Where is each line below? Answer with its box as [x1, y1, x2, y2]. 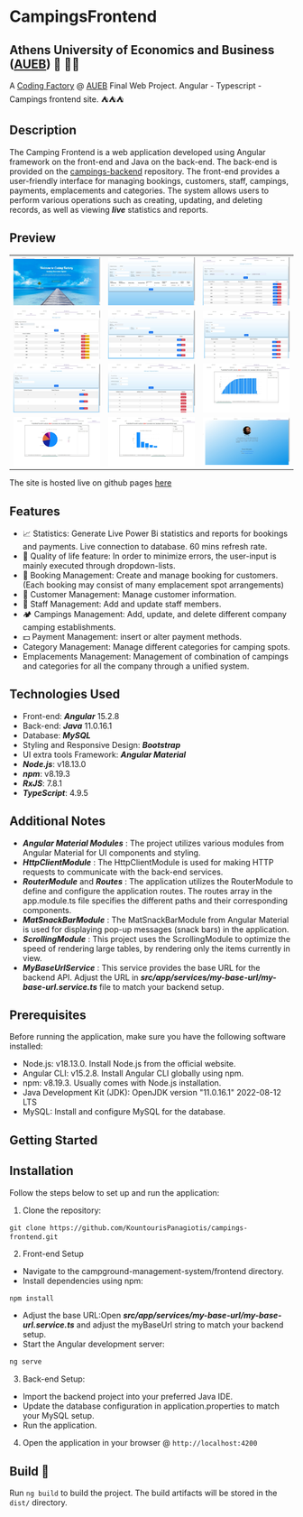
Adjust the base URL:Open [22, 1310, 122, 1321]
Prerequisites [9, 1007, 87, 1022]
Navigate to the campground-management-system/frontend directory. [22, 1265, 284, 1276]
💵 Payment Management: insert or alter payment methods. [22, 631, 242, 642]
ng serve [9, 1357, 42, 1366]
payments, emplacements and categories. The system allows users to [9, 185, 269, 196]
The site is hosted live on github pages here [9, 477, 172, 488]
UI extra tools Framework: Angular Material [22, 749, 187, 760]
